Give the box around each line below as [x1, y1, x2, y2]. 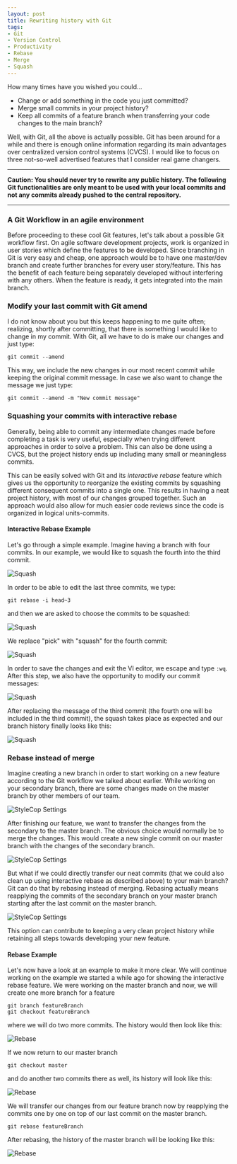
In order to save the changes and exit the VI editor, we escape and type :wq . [7, 663, 228, 673]
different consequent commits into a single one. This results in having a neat [7, 486, 229, 494]
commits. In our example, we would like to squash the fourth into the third [7, 548, 221, 557]
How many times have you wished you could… [7, 82, 142, 91]
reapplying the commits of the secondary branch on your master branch [7, 891, 217, 900]
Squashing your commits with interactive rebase [7, 411, 178, 421]
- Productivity [7, 43, 52, 50]
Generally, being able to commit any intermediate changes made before [7, 427, 216, 435]
